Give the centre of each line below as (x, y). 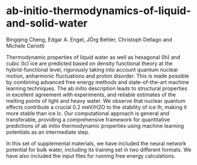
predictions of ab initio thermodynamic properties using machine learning (95, 126)
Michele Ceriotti (26, 46)
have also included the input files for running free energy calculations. (91, 156)
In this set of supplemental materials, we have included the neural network (96, 143)
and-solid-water (47, 23)
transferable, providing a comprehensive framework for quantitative (88, 119)
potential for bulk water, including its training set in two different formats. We (99, 149)
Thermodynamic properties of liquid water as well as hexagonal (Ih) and (93, 57)
